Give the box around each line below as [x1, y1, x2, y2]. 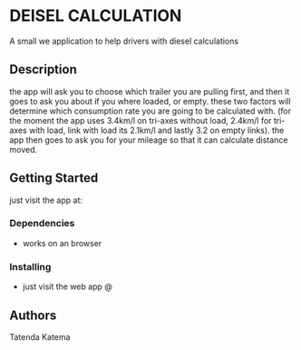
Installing [9, 260, 52, 273]
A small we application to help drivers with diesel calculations [9, 35, 238, 46]
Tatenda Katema [9, 331, 71, 342]
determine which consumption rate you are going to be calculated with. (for [9, 105, 292, 116]
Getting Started [9, 170, 99, 186]
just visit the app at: [9, 195, 83, 205]
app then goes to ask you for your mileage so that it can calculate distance [9, 134, 288, 145]
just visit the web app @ [22, 281, 113, 292]
